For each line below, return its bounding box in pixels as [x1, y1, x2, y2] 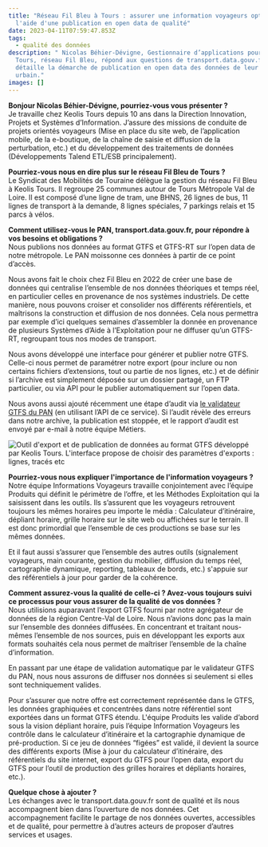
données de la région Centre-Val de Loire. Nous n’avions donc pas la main [8, 613, 252, 623]
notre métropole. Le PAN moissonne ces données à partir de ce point [8, 250, 235, 260]
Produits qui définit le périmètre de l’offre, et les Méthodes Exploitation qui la [8, 489, 260, 499]
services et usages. [8, 829, 73, 839]
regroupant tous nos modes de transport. [21, 333, 157, 344]
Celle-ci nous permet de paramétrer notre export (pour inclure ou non [8, 357, 238, 368]
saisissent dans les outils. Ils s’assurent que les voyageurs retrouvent [8, 497, 235, 507]
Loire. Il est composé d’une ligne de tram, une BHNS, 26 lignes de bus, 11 [8, 193, 249, 202]
